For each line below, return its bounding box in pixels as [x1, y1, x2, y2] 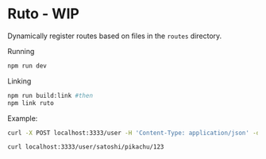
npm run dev [7, 61, 47, 70]
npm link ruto [7, 99, 55, 107]
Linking [7, 76, 32, 86]
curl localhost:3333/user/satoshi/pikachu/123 [7, 143, 164, 151]
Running [7, 46, 35, 56]
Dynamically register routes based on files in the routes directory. [7, 31, 222, 41]
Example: [7, 113, 38, 123]
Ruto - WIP [7, 5, 80, 23]
